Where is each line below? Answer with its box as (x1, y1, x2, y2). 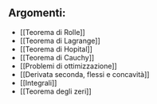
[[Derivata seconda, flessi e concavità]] (19, 69, 150, 79)
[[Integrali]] (19, 78, 57, 87)
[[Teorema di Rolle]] (19, 27, 85, 37)
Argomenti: (8, 6, 66, 20)
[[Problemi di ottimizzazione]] (19, 61, 117, 71)
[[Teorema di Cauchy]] (19, 52, 95, 62)
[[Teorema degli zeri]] (19, 87, 92, 96)
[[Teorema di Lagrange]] (19, 36, 101, 45)
